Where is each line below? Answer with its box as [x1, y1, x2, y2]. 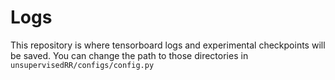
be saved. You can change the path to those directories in [10, 49, 249, 61]
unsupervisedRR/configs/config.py [10, 60, 155, 70]
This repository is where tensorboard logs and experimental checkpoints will [10, 39, 326, 51]
